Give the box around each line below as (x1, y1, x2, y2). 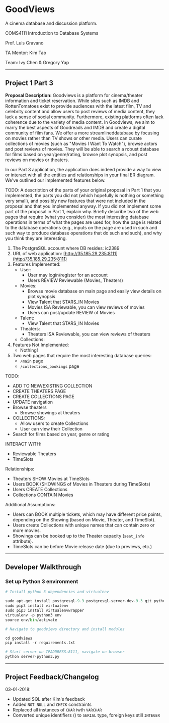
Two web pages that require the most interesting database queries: (12, 352, 152, 358)
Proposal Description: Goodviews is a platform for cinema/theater (5, 92, 143, 98)
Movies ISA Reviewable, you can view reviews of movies (27, 304, 145, 310)
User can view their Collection (20, 425, 83, 431)
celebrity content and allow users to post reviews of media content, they (5, 108, 155, 114)
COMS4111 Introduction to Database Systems (5, 30, 99, 36)
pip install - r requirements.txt (5, 640, 75, 645)
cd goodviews (5, 636, 33, 641)
